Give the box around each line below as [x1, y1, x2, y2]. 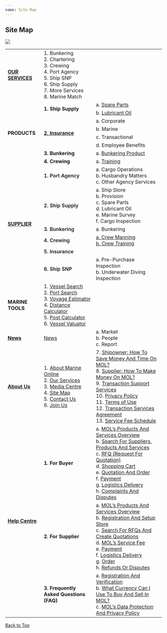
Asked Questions [44, 591, 85, 598]
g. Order [95, 558, 115, 565]
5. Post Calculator [44, 314, 85, 321]
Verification [95, 578, 123, 585]
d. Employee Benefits [95, 142, 146, 149]
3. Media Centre [44, 383, 82, 390]
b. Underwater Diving [95, 269, 146, 276]
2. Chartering [44, 56, 75, 63]
